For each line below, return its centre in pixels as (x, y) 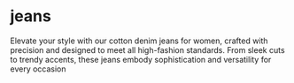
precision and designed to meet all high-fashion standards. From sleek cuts (148, 49)
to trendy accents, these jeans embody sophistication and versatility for (141, 59)
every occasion (38, 69)
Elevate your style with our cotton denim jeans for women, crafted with (139, 41)
